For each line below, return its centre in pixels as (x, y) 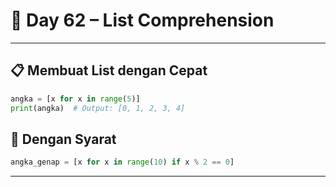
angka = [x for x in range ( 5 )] (75, 99)
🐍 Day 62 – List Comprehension (142, 20)
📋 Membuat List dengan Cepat (109, 70)
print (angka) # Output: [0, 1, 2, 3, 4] (98, 108)
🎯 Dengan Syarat (63, 139)
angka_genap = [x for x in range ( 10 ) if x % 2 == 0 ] (122, 162)
